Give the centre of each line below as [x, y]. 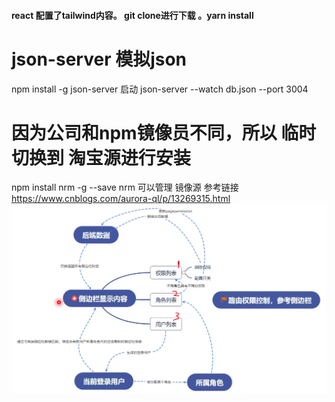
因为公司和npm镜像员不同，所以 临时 [164, 132]
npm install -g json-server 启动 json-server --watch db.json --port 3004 [160, 89]
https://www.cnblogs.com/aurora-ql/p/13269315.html [121, 199]
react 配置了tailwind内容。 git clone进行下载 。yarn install [132, 15]
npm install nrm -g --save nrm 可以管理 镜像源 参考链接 [125, 187]
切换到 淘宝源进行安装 [101, 157]
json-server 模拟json [99, 59]
